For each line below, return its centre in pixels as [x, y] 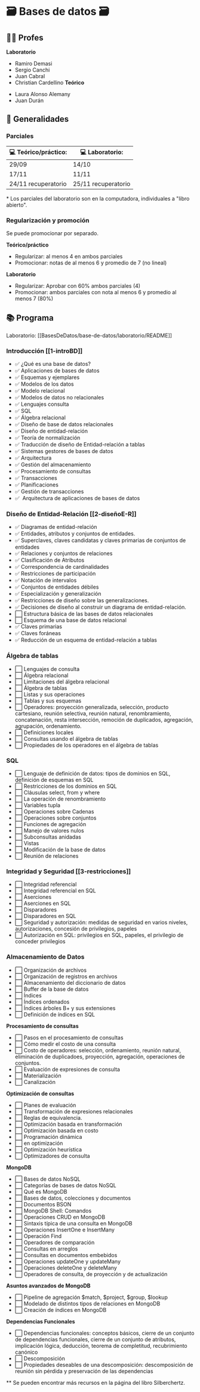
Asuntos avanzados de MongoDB [48, 1285]
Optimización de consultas [40, 1094]
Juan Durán [29, 100]
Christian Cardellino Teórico [50, 82]
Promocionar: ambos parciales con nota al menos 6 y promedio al [96, 292]
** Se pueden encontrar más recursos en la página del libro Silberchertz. [96, 1382]
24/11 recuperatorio [38, 184]
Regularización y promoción [48, 220]
